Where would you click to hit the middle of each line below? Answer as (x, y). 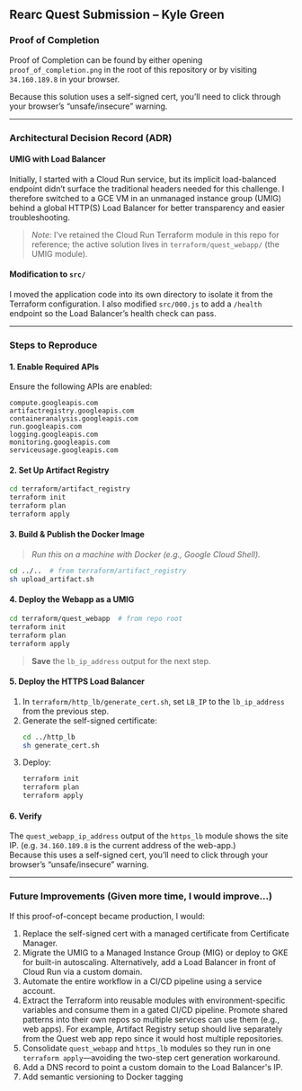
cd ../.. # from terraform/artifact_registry (98, 571)
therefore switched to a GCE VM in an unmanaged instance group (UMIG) (145, 198)
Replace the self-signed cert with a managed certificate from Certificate (155, 933)
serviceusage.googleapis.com (64, 450)
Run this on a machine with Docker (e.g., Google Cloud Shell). (146, 554)
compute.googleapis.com (54, 404)
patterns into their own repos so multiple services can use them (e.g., (151, 1019)
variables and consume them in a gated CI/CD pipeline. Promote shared (155, 1009)
